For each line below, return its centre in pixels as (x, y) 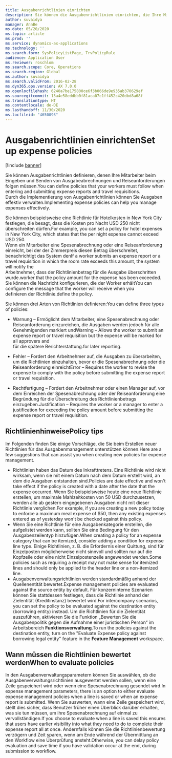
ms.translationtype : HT (31, 100)
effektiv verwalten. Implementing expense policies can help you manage (81, 202)
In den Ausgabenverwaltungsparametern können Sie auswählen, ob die (81, 675)
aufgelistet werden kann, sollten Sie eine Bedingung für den (76, 530)
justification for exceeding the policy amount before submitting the (83, 410)
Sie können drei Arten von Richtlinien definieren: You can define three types (85, 304)
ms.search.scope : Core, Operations (43, 67)
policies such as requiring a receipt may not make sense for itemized (85, 562)
